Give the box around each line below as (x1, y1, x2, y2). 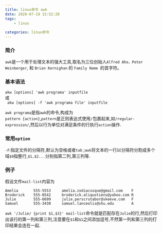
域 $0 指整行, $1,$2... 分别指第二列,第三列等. (5, 153, 90, 159)
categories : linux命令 (5, 30, 50, 35)
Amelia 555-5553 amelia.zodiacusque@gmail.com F (5, 189, 134, 193)
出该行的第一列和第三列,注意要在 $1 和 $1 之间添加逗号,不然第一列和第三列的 (5, 216, 153, 222)
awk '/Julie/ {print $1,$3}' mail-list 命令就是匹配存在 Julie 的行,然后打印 (5, 211, 158, 216)
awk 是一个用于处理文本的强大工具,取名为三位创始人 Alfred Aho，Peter (5, 59, 143, 65)
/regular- (115, 116, 135, 121)
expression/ (5, 123, 29, 127)
